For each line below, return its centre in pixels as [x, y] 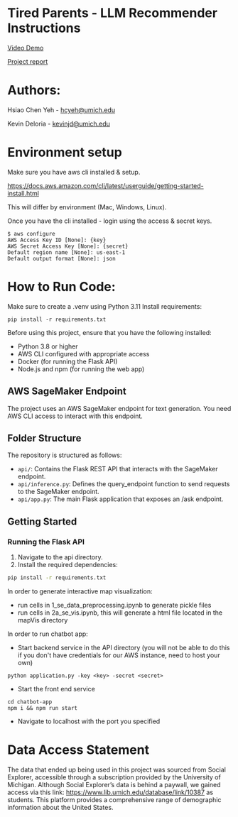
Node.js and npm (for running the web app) [81, 369]
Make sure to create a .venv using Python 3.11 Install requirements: [105, 306]
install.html [23, 193]
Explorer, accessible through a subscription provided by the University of [114, 777]
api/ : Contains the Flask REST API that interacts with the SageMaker [118, 469]
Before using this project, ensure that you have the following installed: [109, 332]
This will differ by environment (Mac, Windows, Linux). [87, 207]
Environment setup [65, 152]
